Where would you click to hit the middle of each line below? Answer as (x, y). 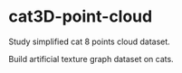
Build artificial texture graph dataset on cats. (91, 59)
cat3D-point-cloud (81, 17)
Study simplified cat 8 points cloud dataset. (90, 41)
